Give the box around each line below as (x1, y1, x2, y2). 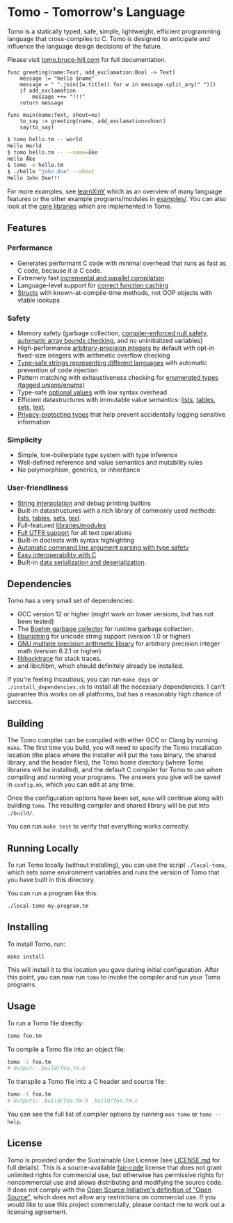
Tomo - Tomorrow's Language (7, 4, 186, 20)
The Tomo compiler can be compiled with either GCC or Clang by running (7, 736, 218, 744)
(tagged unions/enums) (17, 381, 85, 390)
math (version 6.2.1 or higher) (17, 647, 102, 655)
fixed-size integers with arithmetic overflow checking (17, 351, 170, 360)
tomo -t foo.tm (7, 1091, 51, 1098)
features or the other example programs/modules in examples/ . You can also (7, 195, 227, 203)
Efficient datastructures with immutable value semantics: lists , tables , (17, 396, 216, 404)
